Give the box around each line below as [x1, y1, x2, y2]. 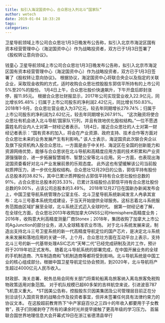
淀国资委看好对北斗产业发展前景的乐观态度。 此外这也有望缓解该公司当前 [5, 161, 153, 167]
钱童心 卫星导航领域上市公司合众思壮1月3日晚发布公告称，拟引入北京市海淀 [5, 62, 157, 68]
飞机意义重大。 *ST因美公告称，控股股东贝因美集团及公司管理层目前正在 [5, 288, 152, 294]
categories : [5, 26, 29, 30]
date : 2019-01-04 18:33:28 [5, 16, 60, 21]
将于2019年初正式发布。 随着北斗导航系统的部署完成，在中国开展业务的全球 [5, 247, 158, 253]
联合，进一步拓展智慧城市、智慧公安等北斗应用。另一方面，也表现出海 [18, 154, 160, 160]
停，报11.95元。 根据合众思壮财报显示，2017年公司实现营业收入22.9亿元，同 [5, 93, 160, 99]
